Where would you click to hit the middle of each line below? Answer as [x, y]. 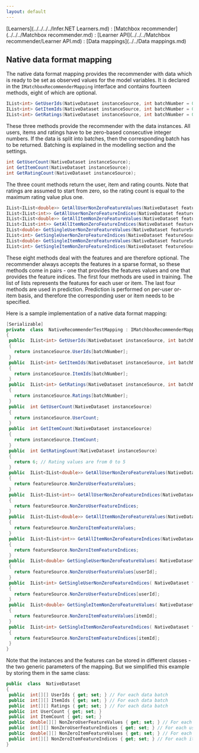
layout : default [26, 12]
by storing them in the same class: [48, 673]
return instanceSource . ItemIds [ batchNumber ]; [71, 374]
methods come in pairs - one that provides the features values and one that [98, 270]
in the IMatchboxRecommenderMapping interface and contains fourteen [89, 86]
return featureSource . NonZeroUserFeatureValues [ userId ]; [86, 572]
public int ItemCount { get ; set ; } [55, 717]
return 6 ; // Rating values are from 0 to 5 [70, 462]
